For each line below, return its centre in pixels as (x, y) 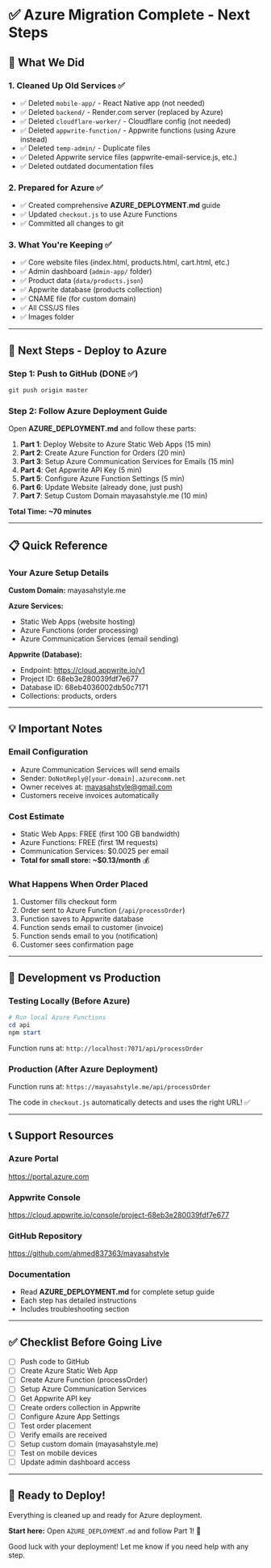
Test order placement (56, 1426)
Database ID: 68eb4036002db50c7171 (84, 687)
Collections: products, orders (68, 696)
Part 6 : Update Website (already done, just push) (101, 488)
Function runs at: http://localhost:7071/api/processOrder (106, 1048)
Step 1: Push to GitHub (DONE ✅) (73, 374)
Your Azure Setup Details (58, 573)
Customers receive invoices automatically (90, 795)
